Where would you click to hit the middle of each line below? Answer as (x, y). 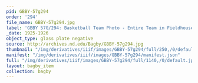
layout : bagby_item (30, 66)
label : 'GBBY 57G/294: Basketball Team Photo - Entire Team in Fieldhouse (100, 28)
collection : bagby (29, 71)
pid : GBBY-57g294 (27, 11)
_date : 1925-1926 (27, 33)
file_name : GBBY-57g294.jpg (41, 22)
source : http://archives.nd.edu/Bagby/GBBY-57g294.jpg (75, 44)
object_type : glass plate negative (50, 39)
